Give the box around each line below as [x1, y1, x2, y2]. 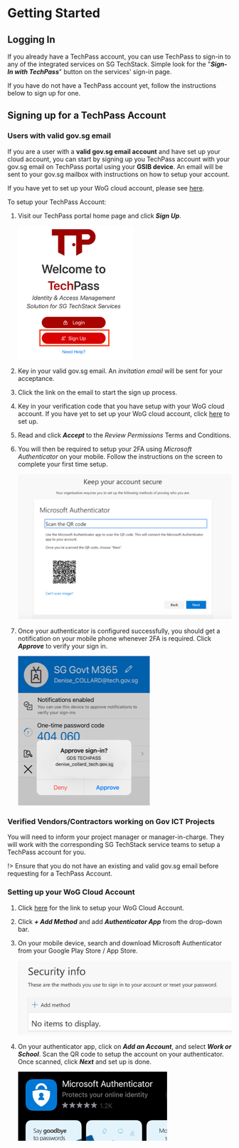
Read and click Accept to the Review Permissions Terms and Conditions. [17, 430, 231, 440]
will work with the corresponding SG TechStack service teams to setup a [7, 840, 221, 849]
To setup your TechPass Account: [7, 198, 107, 206]
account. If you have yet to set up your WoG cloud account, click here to [17, 409, 230, 418]
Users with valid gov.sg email [7, 131, 112, 141]
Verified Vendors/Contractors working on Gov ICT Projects [7, 816, 216, 826]
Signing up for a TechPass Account [7, 109, 166, 122]
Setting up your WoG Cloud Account [7, 887, 135, 897]
